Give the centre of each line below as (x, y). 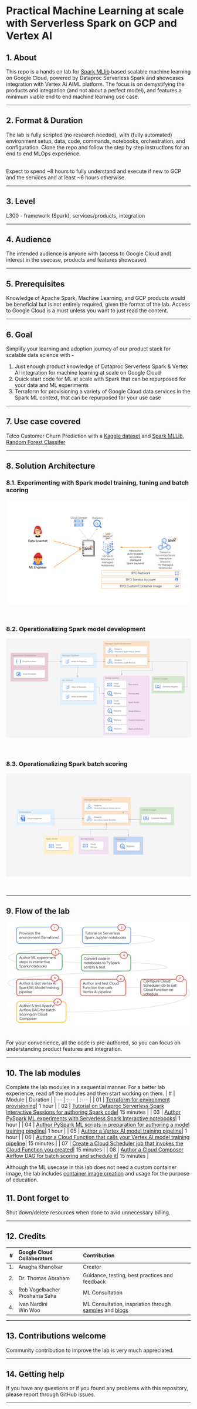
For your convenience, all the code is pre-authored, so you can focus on (93, 1043)
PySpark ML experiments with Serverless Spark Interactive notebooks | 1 (93, 1118)
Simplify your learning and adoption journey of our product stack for (89, 349)
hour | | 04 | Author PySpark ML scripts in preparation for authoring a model (98, 1125)
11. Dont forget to (38, 1198)
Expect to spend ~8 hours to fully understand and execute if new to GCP (94, 171)
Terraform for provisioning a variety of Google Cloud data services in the (102, 392)
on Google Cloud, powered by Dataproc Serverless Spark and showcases (95, 78)
